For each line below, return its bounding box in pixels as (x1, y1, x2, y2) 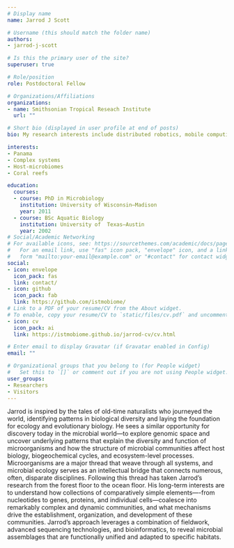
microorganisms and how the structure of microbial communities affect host (7, 444, 225, 453)
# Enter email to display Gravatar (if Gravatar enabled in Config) (7, 344, 210, 350)
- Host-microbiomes (7, 163, 64, 170)
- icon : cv (7, 318, 39, 325)
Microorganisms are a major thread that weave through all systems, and (7, 459, 214, 467)
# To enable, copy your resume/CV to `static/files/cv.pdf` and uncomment (7, 311, 229, 319)
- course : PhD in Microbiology (13, 195, 104, 202)
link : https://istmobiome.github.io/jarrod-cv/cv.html (13, 331, 176, 338)
